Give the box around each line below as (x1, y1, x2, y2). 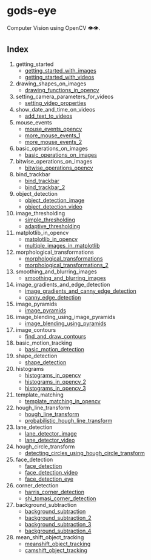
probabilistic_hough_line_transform (24, 417, 113, 424)
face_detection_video (24, 468, 78, 476)
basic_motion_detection (24, 345, 84, 353)
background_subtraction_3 (24, 520, 92, 528)
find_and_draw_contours (24, 332, 87, 340)
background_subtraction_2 (24, 514, 92, 522)
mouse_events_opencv (24, 125, 82, 132)
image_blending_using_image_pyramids (15, 313, 116, 320)
